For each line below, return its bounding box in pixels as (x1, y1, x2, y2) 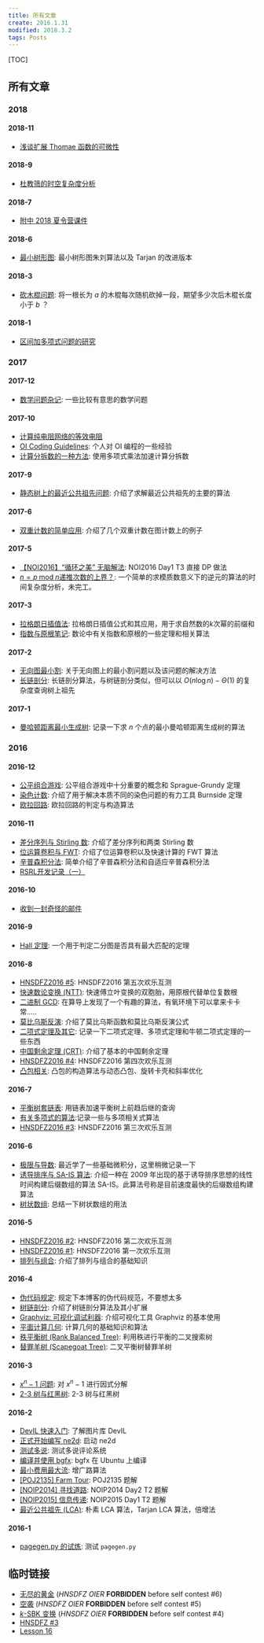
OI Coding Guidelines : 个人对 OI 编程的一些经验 (19, 441, 173, 451)
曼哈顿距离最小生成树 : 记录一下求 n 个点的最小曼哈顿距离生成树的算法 (19, 722, 245, 732)
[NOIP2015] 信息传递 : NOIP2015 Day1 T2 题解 (19, 1495, 167, 1505)
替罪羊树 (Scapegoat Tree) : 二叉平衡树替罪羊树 (19, 1342, 172, 1352)
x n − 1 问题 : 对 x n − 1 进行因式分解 (19, 1378, 128, 1389)
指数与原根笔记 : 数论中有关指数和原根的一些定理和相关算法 (19, 629, 210, 638)
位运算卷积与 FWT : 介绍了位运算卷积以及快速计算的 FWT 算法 (19, 847, 218, 856)
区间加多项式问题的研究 (19, 336, 96, 346)
